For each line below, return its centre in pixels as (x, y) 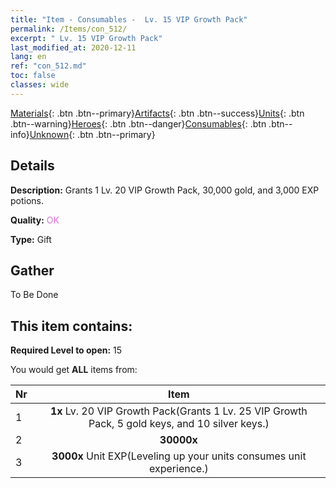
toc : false (33, 76)
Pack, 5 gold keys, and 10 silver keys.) (179, 424)
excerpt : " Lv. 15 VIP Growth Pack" (86, 38)
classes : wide (40, 85)
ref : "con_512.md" (48, 66)
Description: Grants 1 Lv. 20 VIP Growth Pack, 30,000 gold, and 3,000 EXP (165, 190)
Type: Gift (31, 239)
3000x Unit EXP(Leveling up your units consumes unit (179, 456)
